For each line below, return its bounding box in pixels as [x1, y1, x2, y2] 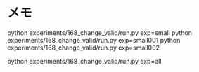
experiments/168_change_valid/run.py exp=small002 [7, 43, 160, 52]
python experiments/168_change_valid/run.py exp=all [7, 57, 162, 65]
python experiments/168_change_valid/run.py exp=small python [7, 28, 192, 37]
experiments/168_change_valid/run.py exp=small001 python [7, 36, 181, 44]
